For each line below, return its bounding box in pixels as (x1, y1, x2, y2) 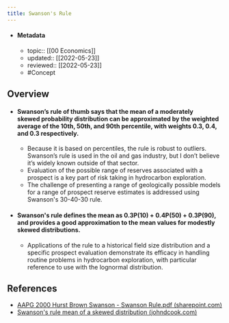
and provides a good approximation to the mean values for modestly (16, 219, 215, 227)
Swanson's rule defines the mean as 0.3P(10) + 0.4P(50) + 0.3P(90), (16, 211, 217, 219)
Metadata (16, 32, 46, 40)
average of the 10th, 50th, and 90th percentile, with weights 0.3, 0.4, (16, 121, 217, 130)
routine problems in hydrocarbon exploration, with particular (27, 255, 197, 264)
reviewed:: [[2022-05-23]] (27, 61, 103, 69)
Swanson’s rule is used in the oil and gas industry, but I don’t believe (27, 152, 220, 160)
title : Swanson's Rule (7, 10, 72, 17)
